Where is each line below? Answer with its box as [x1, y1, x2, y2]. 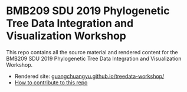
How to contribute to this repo [14, 78, 88, 86]
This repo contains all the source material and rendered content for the [6, 48, 178, 55]
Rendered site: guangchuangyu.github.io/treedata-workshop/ [14, 73, 165, 80]
